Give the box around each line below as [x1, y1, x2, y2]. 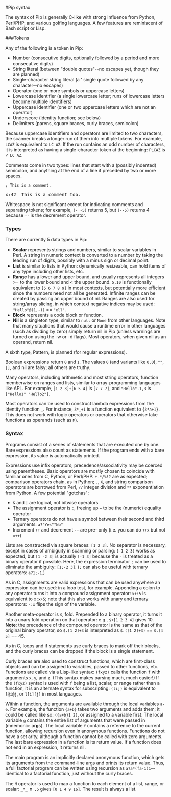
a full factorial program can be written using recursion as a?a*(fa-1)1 [5, 765, 151, 771]
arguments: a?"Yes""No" [12, 521, 63, 527]
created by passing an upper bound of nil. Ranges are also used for [12, 296, 155, 302]
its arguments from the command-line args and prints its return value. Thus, [5, 760, 165, 766]
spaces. [5, 173, 22, 179]
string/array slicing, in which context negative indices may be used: [12, 301, 155, 307]
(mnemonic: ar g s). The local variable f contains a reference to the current [5, 722, 161, 728]
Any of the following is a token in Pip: [5, 45, 83, 51]
